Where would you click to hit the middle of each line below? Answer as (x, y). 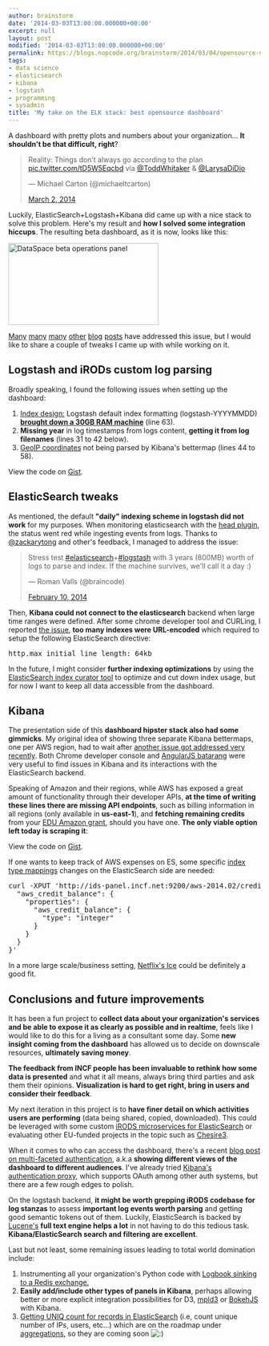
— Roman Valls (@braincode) (76, 581)
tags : (17, 61)
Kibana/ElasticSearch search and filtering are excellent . (103, 1234)
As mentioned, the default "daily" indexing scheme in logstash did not (126, 516)
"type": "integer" (78, 918)
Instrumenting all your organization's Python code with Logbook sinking (139, 1274)
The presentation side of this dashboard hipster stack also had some (123, 730)
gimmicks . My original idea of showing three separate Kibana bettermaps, (131, 738)
